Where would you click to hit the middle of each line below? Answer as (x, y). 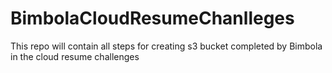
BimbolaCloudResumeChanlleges (152, 18)
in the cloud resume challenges (75, 56)
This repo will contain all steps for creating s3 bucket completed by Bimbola (166, 46)
